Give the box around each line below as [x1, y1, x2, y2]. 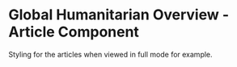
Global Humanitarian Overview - [8, 6, 230, 24]
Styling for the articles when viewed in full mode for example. [8, 49, 213, 59]
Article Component [8, 23, 140, 41]
